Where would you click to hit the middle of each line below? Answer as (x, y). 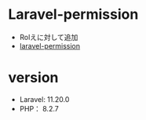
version (33, 78)
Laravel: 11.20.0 (44, 99)
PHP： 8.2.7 (39, 108)
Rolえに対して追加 (49, 37)
